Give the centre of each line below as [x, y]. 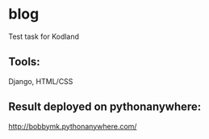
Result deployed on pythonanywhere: [105, 107]
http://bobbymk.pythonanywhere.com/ [73, 126]
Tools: [24, 62]
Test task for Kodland [44, 36]
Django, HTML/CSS [41, 81]
